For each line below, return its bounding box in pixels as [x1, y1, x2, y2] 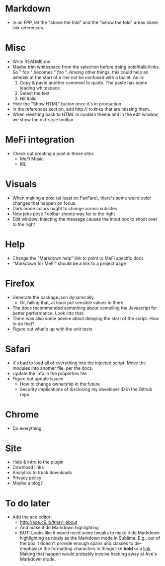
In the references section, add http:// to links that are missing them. [12, 106, 150, 112]
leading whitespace [19, 85, 60, 91]
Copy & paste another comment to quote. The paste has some [19, 80, 148, 85]
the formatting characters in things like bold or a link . [43, 546, 152, 552]
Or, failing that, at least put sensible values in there [19, 299, 124, 306]
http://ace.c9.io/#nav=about [19, 519, 78, 525]
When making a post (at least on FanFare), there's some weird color [12, 195, 152, 201]
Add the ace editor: [12, 514, 52, 520]
